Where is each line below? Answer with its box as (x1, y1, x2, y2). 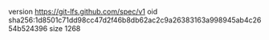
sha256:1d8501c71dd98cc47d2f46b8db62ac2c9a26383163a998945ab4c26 (8, 15, 262, 25)
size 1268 (49, 24, 81, 33)
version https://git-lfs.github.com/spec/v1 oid (8, 7, 158, 16)
